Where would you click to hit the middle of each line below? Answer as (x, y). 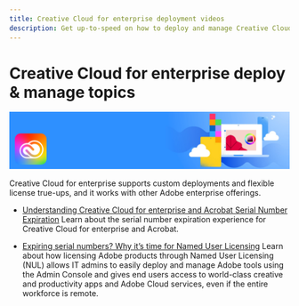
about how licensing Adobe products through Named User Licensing (148, 255)
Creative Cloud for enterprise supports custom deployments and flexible (142, 183)
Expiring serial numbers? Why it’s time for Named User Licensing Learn (153, 246)
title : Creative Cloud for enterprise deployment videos (117, 19)
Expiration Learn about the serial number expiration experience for (144, 219)
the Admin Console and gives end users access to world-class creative (152, 274)
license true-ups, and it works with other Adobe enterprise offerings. (135, 192)
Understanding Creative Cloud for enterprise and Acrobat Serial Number (155, 210)
